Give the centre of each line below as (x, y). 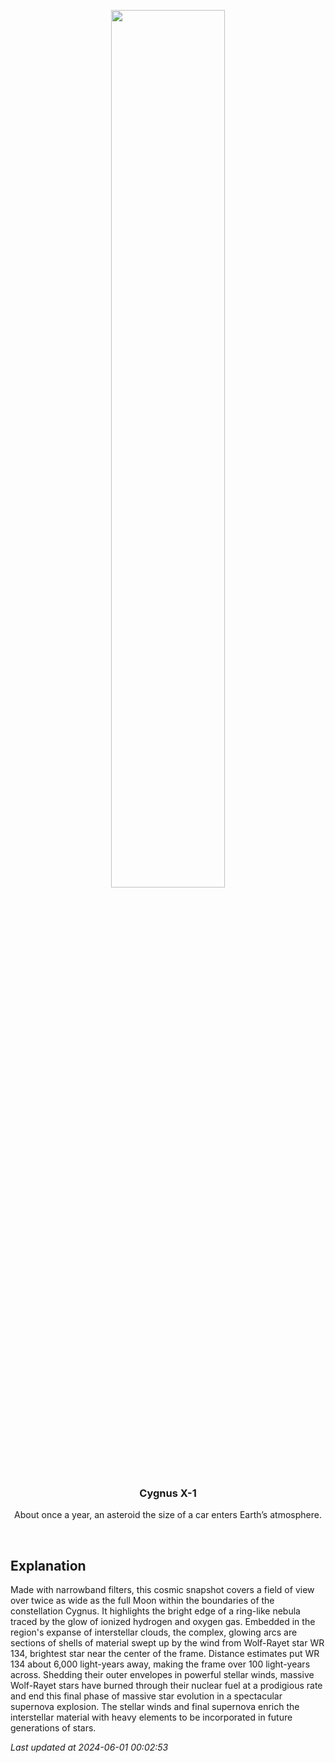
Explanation (48, 1565)
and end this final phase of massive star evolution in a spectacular (146, 1696)
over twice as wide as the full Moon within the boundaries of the (142, 1601)
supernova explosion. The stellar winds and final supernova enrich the (155, 1707)
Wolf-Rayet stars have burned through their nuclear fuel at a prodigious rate (166, 1686)
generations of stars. (53, 1728)
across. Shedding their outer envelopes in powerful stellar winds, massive (162, 1675)
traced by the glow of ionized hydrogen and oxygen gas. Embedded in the (163, 1622)
